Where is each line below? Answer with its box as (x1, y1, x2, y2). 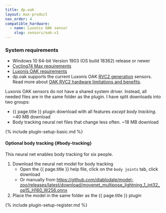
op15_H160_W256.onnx (19, 187, 68, 193)
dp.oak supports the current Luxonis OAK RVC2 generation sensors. (12, 74, 153, 80)
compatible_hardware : (5, 21, 50, 26)
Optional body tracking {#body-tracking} (5, 140, 92, 146)
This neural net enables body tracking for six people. (5, 151, 113, 157)
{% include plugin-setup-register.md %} (5, 202, 88, 208)
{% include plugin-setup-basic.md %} (5, 129, 83, 135)
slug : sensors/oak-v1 (14, 30, 59, 35)
